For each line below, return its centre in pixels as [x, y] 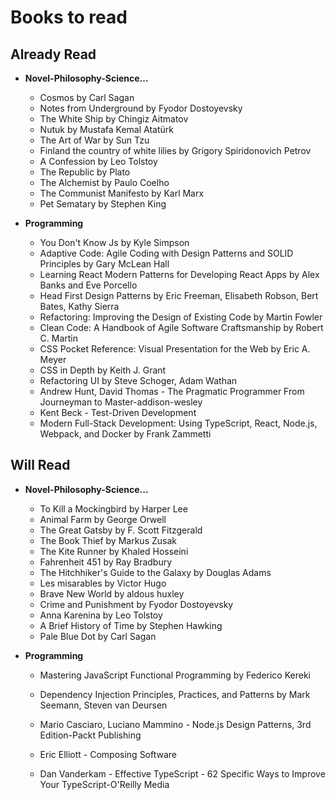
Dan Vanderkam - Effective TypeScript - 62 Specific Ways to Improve [182, 773]
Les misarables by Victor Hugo [103, 583]
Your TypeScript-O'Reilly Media [104, 784]
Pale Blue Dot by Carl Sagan [98, 636]
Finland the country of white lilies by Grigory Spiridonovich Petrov [175, 150]
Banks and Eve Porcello [88, 285]
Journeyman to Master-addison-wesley [121, 402]
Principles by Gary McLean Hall [104, 264]
